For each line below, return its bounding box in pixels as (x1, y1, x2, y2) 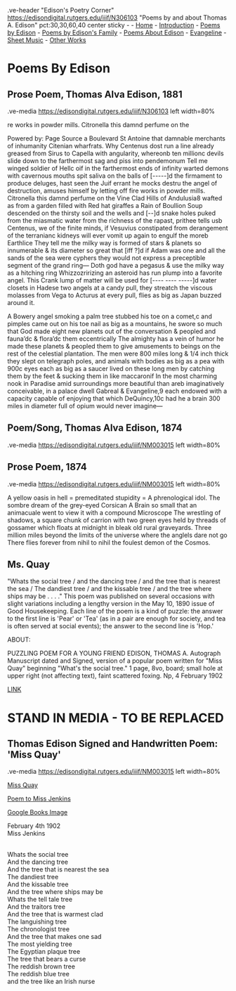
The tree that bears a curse (7, 955, 86, 964)
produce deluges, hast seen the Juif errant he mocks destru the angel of (7, 179, 218, 187)
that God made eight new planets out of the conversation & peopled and (7, 327, 216, 335)
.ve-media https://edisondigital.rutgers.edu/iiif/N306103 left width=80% (7, 107, 216, 115)
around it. (7, 299, 35, 306)
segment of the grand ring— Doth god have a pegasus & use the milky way (7, 261, 225, 269)
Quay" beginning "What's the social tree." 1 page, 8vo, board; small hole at (7, 664, 223, 673)
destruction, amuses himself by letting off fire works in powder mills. (7, 186, 206, 195)
